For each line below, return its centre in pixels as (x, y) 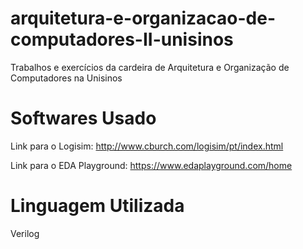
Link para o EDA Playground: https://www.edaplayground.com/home (151, 165)
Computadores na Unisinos (66, 78)
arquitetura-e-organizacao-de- (143, 18)
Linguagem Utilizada (97, 206)
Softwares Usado (83, 118)
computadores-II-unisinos (122, 39)
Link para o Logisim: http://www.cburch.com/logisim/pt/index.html (147, 146)
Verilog (25, 233)
